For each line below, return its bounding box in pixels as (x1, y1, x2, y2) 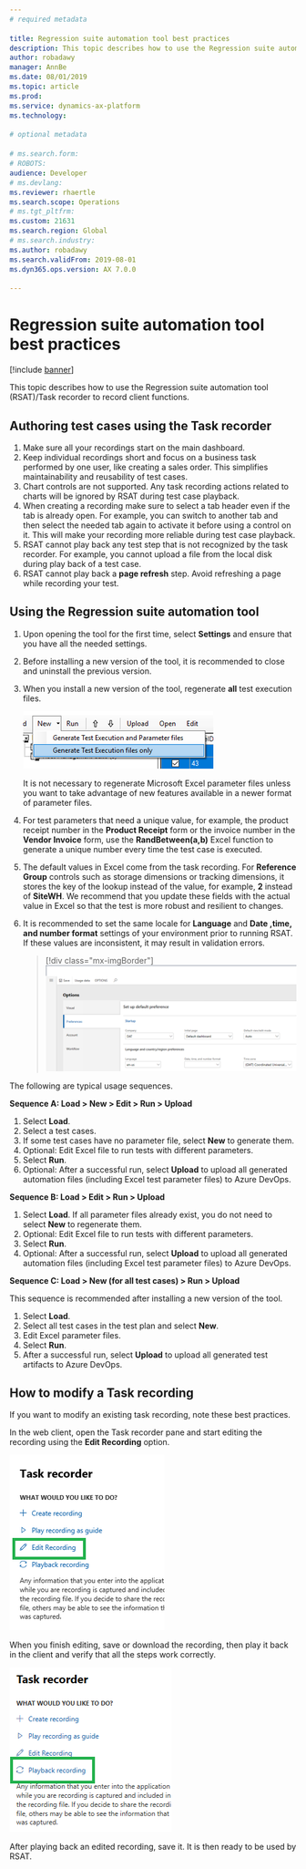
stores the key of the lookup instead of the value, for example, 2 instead (22, 881, 293, 892)
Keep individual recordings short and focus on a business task (22, 452, 257, 462)
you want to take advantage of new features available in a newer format (22, 787, 292, 798)
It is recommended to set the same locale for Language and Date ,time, (22, 917, 292, 929)
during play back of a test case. (22, 559, 142, 569)
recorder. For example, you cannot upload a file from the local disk (22, 549, 273, 560)
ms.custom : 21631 (9, 217, 76, 226)
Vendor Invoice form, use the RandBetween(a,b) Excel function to (22, 834, 274, 845)
